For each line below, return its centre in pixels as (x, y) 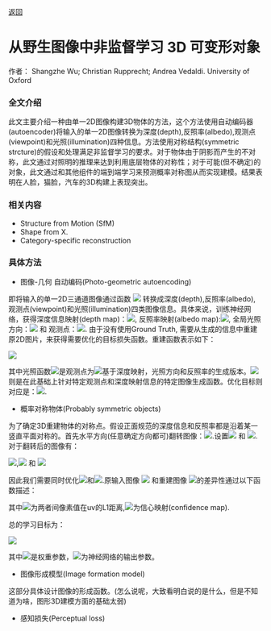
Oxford (20, 80)
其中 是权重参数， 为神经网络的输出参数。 (83, 556)
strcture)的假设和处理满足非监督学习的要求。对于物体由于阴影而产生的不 (129, 152)
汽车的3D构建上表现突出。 (108, 182)
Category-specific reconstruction (75, 240)
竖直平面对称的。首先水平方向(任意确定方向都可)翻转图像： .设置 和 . (133, 436)
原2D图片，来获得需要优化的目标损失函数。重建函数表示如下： (112, 339)
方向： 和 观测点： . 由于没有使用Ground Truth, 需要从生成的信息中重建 (133, 329)
